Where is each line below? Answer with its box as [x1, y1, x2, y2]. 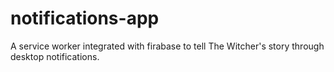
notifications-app [10, 7, 160, 30]
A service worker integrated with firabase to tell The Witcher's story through [10, 40, 325, 52]
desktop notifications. [10, 50, 100, 62]
